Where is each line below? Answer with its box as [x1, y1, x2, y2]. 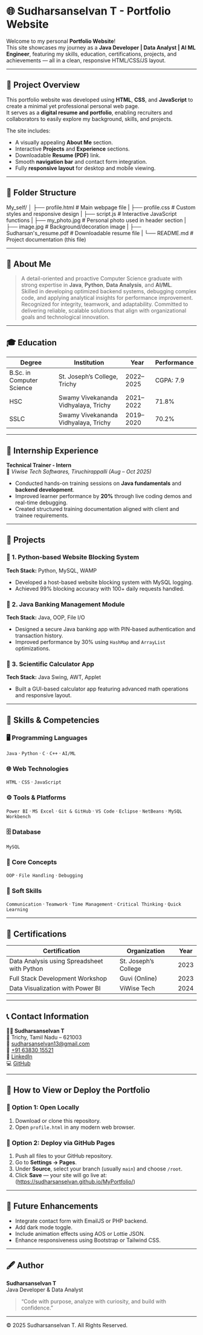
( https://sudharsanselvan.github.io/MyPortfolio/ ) [14, 1178, 136, 1186]
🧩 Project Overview [6, 80, 80, 90]
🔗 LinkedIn [6, 1053, 33, 1061]
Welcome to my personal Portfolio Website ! [6, 37, 116, 45]
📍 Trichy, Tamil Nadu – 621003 [6, 1034, 82, 1041]
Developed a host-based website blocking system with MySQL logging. [14, 579, 193, 586]
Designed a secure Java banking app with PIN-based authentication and [14, 625, 196, 632]
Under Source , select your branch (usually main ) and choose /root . [14, 1165, 183, 1172]
